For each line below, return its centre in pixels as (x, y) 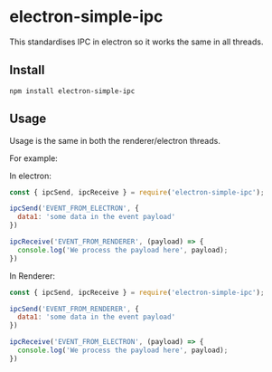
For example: (34, 158)
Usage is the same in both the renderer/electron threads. (115, 140)
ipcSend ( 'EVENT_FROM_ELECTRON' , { (75, 209)
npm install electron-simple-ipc (72, 91)
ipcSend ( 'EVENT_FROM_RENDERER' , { (75, 309)
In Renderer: (33, 276)
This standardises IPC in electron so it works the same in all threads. (136, 42)
